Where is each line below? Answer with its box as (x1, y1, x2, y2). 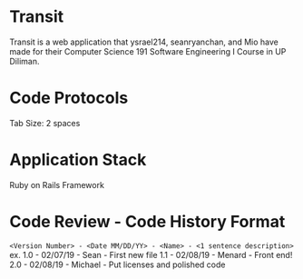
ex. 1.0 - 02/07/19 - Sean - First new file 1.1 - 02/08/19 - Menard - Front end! (9, 249, 293, 260)
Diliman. (9, 55, 40, 66)
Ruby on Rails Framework (9, 179, 104, 190)
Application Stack (9, 150, 147, 170)
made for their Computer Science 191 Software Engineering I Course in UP (9, 45, 287, 56)
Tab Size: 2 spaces (9, 117, 81, 128)
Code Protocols (9, 88, 129, 108)
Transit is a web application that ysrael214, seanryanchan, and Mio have (9, 36, 279, 47)
